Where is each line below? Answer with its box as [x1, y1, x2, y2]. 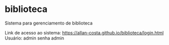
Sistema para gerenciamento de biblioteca [5, 20, 93, 26]
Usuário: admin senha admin [5, 35, 64, 41]
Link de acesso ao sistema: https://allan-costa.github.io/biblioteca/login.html [5, 29, 164, 35]
